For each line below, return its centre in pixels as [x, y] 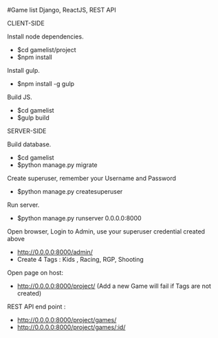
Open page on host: [35, 273]
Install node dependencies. [45, 36]
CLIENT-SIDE [26, 23]
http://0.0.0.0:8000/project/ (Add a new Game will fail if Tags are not [114, 286]
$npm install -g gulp [45, 84]
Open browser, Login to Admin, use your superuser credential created [106, 232]
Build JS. [20, 97]
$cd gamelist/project [47, 50]
